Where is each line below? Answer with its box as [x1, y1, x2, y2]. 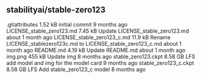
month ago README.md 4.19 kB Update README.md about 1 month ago [6, 46, 186, 54]
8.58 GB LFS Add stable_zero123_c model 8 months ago [6, 66, 147, 73]
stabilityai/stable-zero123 [6, 5, 106, 15]
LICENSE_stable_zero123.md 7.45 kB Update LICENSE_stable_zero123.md [6, 27, 189, 34]
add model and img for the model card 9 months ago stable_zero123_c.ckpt [6, 59, 194, 66]
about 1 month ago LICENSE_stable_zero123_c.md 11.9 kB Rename [6, 33, 171, 41]
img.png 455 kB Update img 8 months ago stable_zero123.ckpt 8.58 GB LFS [6, 52, 196, 60]
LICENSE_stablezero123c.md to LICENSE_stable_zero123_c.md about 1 [6, 40, 182, 47]
